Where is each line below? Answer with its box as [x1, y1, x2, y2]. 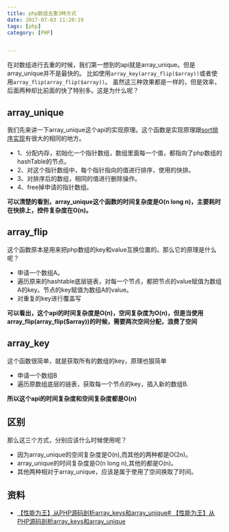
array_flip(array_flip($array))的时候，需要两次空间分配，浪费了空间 [7, 317, 198, 325]
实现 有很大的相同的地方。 [12, 134, 85, 142]
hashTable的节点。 [16, 157, 70, 166]
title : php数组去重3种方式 [7, 10, 77, 17]
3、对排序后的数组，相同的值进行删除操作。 [16, 175, 142, 183]
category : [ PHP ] [7, 29, 53, 36]
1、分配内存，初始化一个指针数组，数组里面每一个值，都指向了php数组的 [16, 149, 222, 157]
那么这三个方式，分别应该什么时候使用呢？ [7, 435, 127, 444]
